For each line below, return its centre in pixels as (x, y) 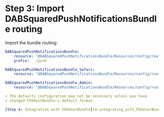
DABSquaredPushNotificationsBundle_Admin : (49, 83)
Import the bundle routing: (31, 42)
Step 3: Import (35, 9)
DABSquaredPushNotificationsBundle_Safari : (50, 69)
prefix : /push (31, 61)
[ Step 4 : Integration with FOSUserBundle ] (49, 109)
